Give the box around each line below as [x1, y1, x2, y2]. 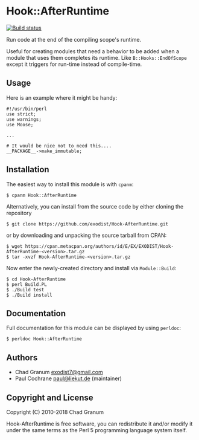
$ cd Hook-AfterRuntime [6, 276, 66, 282]
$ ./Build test [6, 286, 45, 293]
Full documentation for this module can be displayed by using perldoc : [6, 325, 182, 332]
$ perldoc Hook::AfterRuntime [6, 336, 83, 342]
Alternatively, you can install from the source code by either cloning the [6, 202, 184, 210]
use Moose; [6, 121, 34, 128]
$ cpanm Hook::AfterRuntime [6, 192, 77, 198]
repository [6, 209, 32, 216]
